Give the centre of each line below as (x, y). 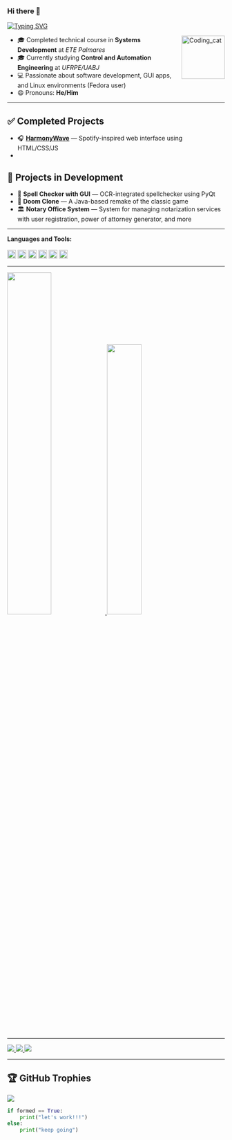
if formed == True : (35, 1111)
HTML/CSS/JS (38, 148)
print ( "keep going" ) (49, 1130)
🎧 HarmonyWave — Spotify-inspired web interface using (100, 139)
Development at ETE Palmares (61, 50)
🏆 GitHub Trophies (49, 1079)
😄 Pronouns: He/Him (48, 93)
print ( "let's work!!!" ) (54, 1117)
